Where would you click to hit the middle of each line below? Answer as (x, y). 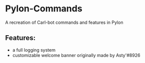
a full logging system (34, 50)
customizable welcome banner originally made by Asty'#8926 (76, 55)
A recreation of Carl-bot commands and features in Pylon (64, 22)
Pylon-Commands (44, 9)
